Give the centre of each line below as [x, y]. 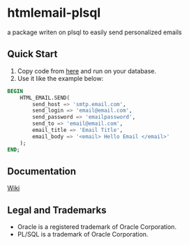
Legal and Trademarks [57, 210]
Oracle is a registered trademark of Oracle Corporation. [97, 227]
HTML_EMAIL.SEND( [45, 98]
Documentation [42, 171]
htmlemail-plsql [54, 13]
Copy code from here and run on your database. [87, 70]
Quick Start [32, 54]
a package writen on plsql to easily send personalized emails [95, 32]
